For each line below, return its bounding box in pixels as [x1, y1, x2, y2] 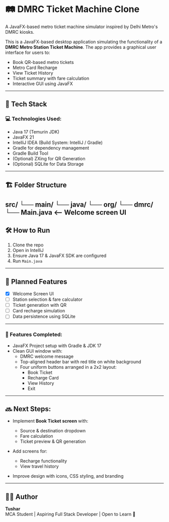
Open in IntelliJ [12, 247, 44, 253]
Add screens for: [12, 448, 48, 454]
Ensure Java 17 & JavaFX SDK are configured [12, 252, 107, 259]
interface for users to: [5, 49, 50, 55]
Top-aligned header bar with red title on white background [20, 358, 142, 365]
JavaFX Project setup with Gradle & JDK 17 [12, 343, 102, 349]
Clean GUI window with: [12, 348, 63, 354]
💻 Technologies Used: [5, 115, 62, 122]
